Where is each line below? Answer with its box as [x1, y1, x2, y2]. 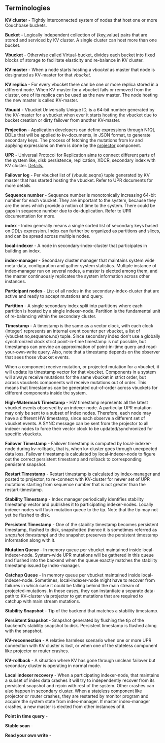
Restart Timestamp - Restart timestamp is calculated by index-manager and [5, 471, 161, 477]
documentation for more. [5, 213, 56, 219]
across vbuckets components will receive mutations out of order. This [5, 379, 147, 385]
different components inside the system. [5, 389, 87, 396]
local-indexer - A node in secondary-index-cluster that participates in [5, 243, 147, 248]
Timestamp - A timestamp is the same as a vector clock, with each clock [5, 322, 154, 328]
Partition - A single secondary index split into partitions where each [5, 303, 143, 309]
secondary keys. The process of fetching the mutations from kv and [5, 137, 143, 143]
